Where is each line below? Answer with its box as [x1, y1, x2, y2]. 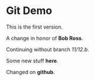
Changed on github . [6, 68, 55, 75]
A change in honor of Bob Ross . [6, 34, 83, 41]
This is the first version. [6, 23, 63, 30]
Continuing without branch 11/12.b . [6, 45, 90, 53]
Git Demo [6, 4, 53, 17]
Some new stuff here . [6, 57, 59, 64]
